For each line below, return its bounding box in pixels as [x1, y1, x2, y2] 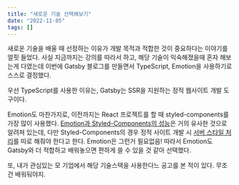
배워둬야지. [14, 170, 46, 179]
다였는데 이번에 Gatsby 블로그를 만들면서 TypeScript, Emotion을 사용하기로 [20, 62, 233, 71]
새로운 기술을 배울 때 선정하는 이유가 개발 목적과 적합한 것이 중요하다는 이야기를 [7, 44, 228, 53]
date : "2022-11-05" [7, 17, 66, 24]
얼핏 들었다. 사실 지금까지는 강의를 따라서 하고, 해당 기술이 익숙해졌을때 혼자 [7, 53, 219, 61]
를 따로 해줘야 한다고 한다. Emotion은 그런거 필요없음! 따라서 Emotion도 [13, 137, 213, 146]
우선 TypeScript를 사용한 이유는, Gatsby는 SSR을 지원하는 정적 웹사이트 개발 [7, 86, 223, 95]
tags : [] [7, 24, 34, 31]
